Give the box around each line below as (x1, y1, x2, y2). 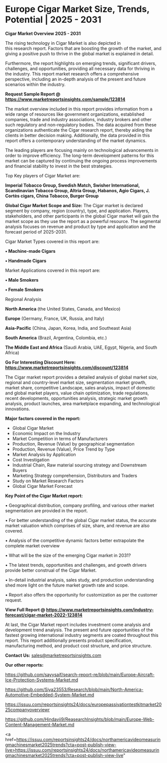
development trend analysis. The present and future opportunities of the (5, 627, 153, 633)
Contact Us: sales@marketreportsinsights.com (5, 652, 102, 658)
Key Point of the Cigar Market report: (5, 493, 83, 499)
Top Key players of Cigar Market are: (5, 172, 81, 178)
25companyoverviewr (5, 706, 50, 712)
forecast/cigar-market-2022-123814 (5, 612, 83, 618)
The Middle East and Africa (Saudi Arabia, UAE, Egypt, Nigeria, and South (5, 344, 158, 350)
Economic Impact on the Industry (12, 430, 81, 436)
